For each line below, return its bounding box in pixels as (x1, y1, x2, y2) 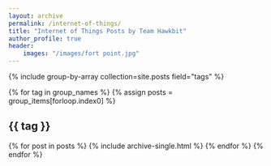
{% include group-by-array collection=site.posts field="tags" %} (8, 72, 225, 81)
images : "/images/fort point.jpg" (23, 49, 140, 57)
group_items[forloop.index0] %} (8, 96, 116, 105)
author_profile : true (8, 34, 82, 43)
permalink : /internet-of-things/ (8, 19, 122, 28)
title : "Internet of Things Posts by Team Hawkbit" (8, 27, 187, 35)
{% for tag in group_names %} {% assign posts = (8, 87, 173, 97)
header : (8, 42, 35, 50)
